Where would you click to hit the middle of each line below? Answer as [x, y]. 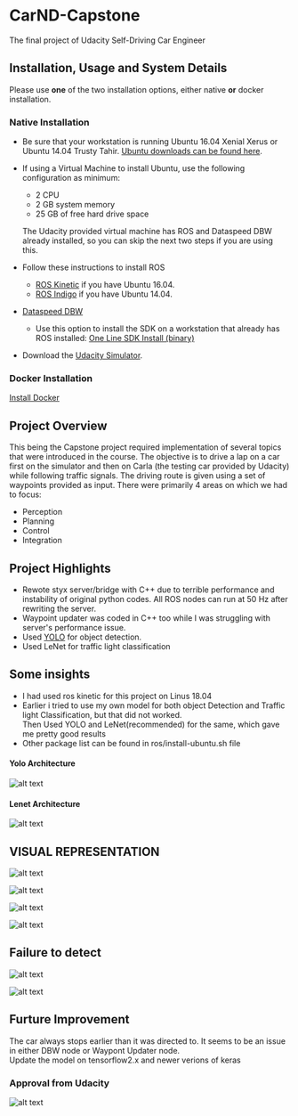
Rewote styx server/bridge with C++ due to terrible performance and [148, 590]
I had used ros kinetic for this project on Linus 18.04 [117, 696]
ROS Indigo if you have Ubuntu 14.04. [104, 294]
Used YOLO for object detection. [82, 637]
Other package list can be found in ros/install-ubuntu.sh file [131, 743]
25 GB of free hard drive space [92, 214]
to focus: [25, 494]
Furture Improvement [69, 1019]
